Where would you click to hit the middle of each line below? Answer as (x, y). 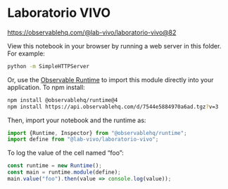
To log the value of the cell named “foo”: (66, 153)
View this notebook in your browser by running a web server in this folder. (114, 46)
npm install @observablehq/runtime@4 (63, 100)
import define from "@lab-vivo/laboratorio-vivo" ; (83, 139)
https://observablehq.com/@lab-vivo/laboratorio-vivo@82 (92, 32)
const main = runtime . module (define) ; (64, 172)
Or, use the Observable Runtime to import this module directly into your (110, 79)
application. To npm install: (46, 87)
